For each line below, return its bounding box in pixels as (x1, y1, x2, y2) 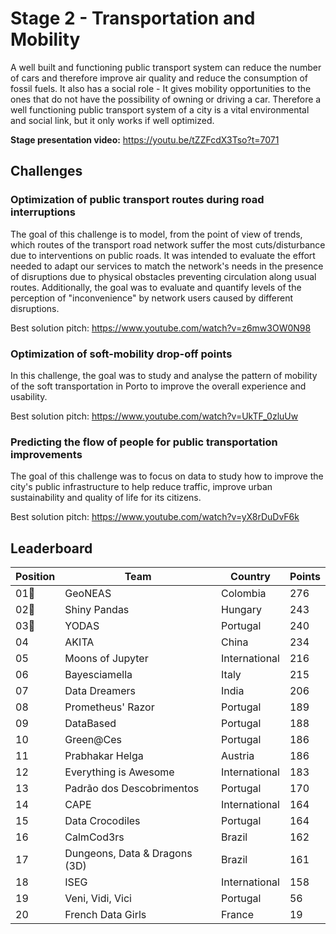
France (221, 908, 254, 922)
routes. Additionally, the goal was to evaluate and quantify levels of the (10, 281, 302, 293)
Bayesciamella (64, 668, 133, 682)
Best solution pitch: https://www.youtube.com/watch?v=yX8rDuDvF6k (10, 511, 300, 523)
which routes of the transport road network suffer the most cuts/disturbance (10, 238, 326, 251)
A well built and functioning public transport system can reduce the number (10, 61, 322, 73)
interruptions (10, 205, 76, 219)
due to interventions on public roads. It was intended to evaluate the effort (10, 249, 316, 261)
